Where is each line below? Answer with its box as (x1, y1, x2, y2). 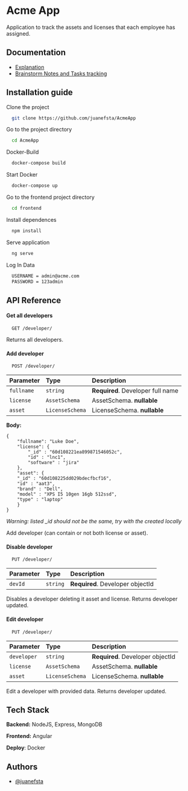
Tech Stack (6, 705, 49, 715)
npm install (11, 227, 42, 234)
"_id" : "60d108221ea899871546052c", (28, 449, 122, 455)
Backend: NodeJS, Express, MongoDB (6, 721, 102, 728)
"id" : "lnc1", (28, 455, 66, 461)
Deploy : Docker (6, 744, 46, 751)
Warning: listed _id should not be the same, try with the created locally (6, 518, 182, 525)
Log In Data (6, 261, 35, 268)
